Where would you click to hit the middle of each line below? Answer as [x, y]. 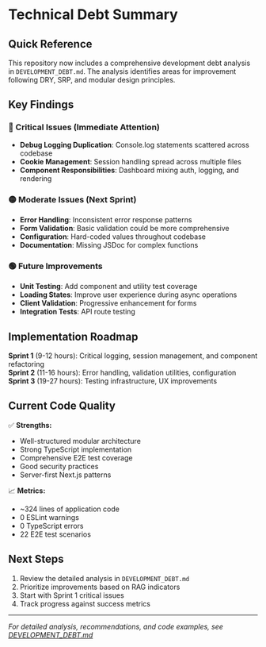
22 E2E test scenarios [55, 534]
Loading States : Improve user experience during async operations [128, 295]
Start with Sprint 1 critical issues [72, 595]
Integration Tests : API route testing [78, 312]
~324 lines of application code [70, 509]
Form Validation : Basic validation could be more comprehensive [124, 228]
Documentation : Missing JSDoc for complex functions [109, 245]
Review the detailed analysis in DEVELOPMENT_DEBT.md [104, 578]
